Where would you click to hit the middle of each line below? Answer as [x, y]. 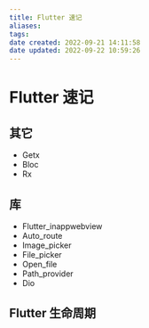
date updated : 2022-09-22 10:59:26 [75, 51]
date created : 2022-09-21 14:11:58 [75, 42]
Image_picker [47, 245]
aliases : [25, 26]
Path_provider [47, 274]
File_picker [42, 254]
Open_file [39, 264]
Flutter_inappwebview [62, 226]
